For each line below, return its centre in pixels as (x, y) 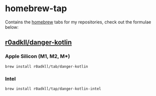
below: (12, 27)
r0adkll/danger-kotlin (39, 43)
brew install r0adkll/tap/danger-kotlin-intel (53, 89)
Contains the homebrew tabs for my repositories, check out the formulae (78, 22)
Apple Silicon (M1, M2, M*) (38, 57)
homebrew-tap (36, 9)
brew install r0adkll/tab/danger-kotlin (47, 66)
